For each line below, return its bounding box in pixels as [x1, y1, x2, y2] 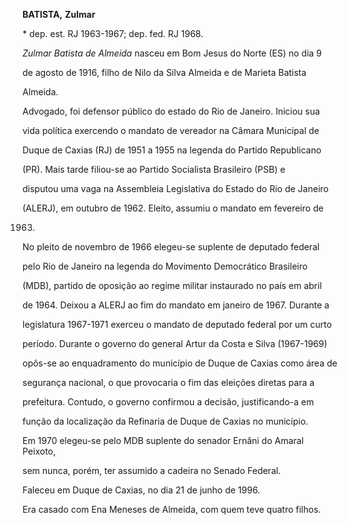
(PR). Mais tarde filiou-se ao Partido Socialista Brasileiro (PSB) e [22, 164, 286, 175]
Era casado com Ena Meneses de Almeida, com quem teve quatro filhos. [22, 504, 322, 515]
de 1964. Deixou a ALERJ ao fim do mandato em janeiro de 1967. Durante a [22, 299, 330, 311]
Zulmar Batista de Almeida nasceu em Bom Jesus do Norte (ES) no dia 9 [22, 47, 322, 59]
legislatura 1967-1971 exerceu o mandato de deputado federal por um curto [22, 319, 332, 330]
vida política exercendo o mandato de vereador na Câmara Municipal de [22, 125, 320, 136]
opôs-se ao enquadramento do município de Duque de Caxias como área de [22, 357, 338, 369]
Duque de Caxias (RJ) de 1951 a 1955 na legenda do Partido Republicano [22, 144, 322, 156]
